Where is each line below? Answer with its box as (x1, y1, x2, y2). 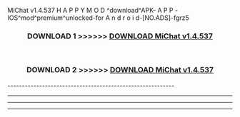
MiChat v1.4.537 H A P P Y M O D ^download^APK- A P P (7, 6, 174, 14)
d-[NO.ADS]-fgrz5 (135, 13, 189, 22)
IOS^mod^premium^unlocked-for (7, 13, 104, 22)
